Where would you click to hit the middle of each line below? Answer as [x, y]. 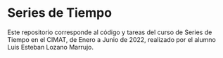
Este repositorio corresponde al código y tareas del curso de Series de [110, 32]
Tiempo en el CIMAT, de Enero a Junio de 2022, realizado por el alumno [111, 39]
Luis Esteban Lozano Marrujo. [50, 47]
